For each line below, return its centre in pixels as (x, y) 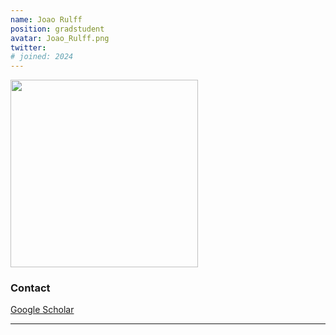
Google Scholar (42, 310)
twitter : (28, 47)
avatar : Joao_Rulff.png (60, 38)
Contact (30, 288)
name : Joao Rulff (46, 19)
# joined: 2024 (42, 57)
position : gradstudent (57, 29)
